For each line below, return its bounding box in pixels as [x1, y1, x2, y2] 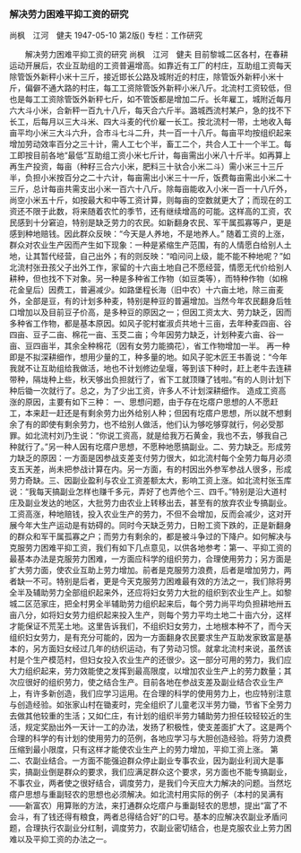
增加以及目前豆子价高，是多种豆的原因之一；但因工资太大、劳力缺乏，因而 [16, 307, 292, 318]
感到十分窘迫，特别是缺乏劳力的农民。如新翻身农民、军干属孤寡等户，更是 [16, 217, 292, 228]
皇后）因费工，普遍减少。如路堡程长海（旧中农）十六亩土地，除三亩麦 [24, 284, 284, 295]
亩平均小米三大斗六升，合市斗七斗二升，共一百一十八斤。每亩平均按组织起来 [9, 127, 292, 138]
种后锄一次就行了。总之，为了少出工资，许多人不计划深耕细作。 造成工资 [9, 386, 279, 396]
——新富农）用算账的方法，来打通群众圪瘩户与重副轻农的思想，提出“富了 [9, 800, 280, 811]
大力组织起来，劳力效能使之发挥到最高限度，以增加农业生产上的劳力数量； [9, 666, 284, 676]
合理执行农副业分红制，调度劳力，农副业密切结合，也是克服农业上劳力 [24, 823, 284, 833]
